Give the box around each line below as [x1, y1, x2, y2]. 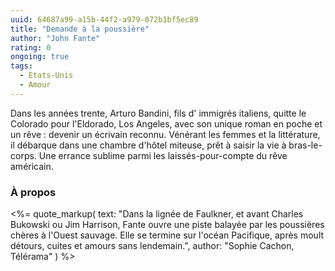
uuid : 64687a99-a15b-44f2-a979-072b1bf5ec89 [10, 14, 199, 25]
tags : [10, 61, 33, 71]
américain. [10, 160, 54, 172]
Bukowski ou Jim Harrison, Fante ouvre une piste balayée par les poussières [10, 219, 325, 231]
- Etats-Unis [19, 71, 74, 81]
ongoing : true [10, 52, 70, 62]
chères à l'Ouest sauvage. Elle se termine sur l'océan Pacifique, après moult [10, 229, 325, 241]
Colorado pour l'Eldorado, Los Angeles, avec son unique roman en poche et [10, 117, 323, 130]
